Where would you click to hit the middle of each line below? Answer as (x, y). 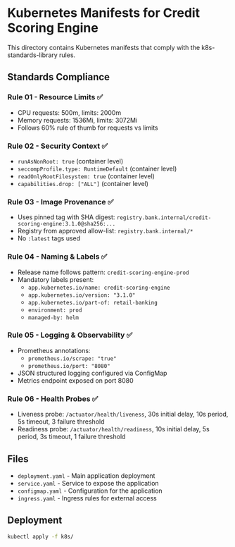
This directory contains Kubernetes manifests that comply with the (104, 47)
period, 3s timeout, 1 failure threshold (71, 437)
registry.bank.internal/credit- (164, 218)
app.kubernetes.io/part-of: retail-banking (93, 302)
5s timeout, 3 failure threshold (61, 422)
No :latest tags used (49, 238)
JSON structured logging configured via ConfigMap (92, 373)
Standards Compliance (59, 77)
